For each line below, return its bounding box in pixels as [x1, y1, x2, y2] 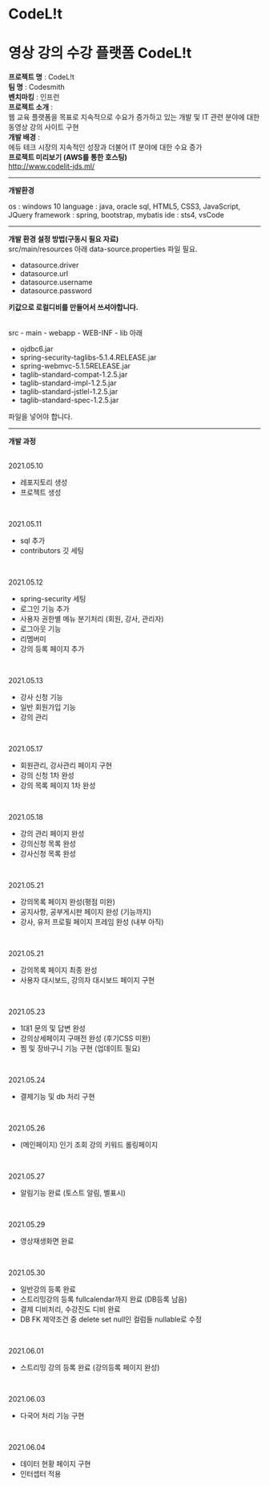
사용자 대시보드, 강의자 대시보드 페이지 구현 [19, 975, 155, 985]
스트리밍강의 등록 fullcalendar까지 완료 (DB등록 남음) [19, 1294, 187, 1305]
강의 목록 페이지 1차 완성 [19, 780, 96, 791]
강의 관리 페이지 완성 [19, 828, 85, 839]
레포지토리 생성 [19, 478, 68, 487]
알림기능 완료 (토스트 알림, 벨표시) [19, 1188, 126, 1198]
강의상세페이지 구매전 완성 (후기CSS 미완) [19, 1033, 151, 1044]
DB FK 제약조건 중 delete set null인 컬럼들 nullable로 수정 [19, 1314, 203, 1325]
